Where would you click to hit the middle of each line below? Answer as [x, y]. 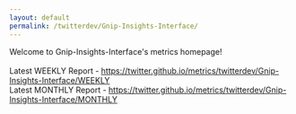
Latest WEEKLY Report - [54, 70]
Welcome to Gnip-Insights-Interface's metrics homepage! [116, 51]
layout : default [39, 18]
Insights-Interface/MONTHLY [64, 99]
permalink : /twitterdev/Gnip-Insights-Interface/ [104, 26]
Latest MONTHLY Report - [58, 90]
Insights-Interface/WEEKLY [60, 80]
